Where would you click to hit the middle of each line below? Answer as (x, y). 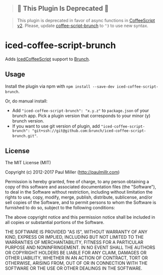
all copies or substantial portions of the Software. (55, 223)
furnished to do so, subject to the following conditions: (60, 208)
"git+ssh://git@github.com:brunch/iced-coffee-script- (89, 131)
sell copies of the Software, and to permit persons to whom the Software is (81, 202)
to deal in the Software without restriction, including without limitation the (79, 192)
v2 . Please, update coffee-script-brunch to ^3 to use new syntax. (82, 25)
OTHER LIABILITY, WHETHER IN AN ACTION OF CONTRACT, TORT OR (76, 258)
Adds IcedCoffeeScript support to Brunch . (48, 59)
